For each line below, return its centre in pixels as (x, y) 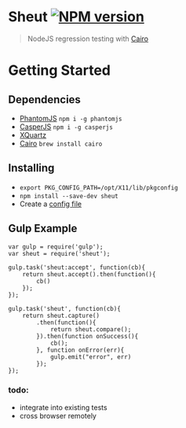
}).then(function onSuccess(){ (88, 336)
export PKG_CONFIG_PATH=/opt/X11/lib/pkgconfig (98, 188)
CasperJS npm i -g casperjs (66, 127)
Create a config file (51, 204)
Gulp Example (43, 229)
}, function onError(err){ (80, 350)
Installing (31, 168)
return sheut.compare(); (91, 329)
